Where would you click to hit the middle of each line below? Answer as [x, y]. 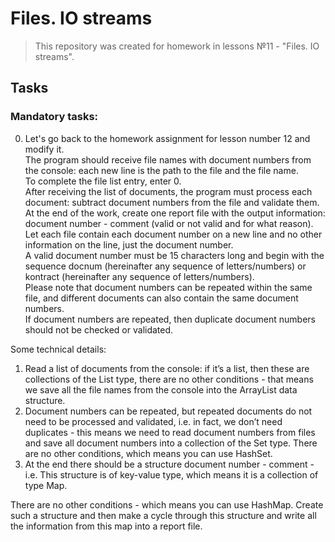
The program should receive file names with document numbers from [168, 159]
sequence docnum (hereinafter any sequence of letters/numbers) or [165, 266]
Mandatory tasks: [54, 117]
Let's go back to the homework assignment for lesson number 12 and [167, 138]
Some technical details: [58, 349]
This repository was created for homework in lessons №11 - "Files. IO [177, 46]
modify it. [44, 149]
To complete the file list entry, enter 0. [103, 181]
